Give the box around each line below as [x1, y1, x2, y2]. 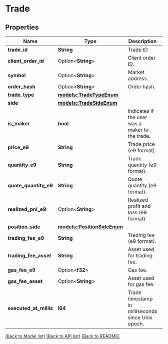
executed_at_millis [7, 305, 53, 311]
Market [127, 69, 145, 76]
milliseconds [127, 308, 157, 314]
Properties [5, 23, 39, 32]
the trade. [127, 133, 151, 139]
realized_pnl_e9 [7, 206, 46, 213]
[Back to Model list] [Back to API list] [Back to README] [5, 333, 120, 339]
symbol [7, 72, 26, 79]
